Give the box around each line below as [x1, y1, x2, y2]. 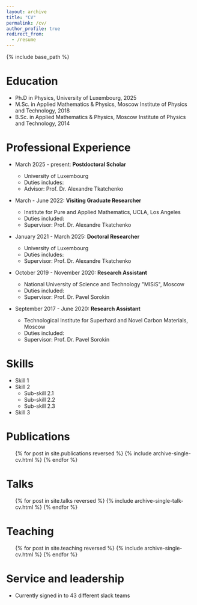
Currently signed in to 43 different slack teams [14, 592, 130, 599]
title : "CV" [6, 14, 36, 20]
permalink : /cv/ [6, 20, 47, 26]
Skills [6, 357, 34, 370]
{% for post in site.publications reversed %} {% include [14, 449, 152, 457]
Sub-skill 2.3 [23, 402, 55, 410]
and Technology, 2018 [14, 106, 70, 114]
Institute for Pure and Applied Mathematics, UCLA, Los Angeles [23, 208, 181, 215]
